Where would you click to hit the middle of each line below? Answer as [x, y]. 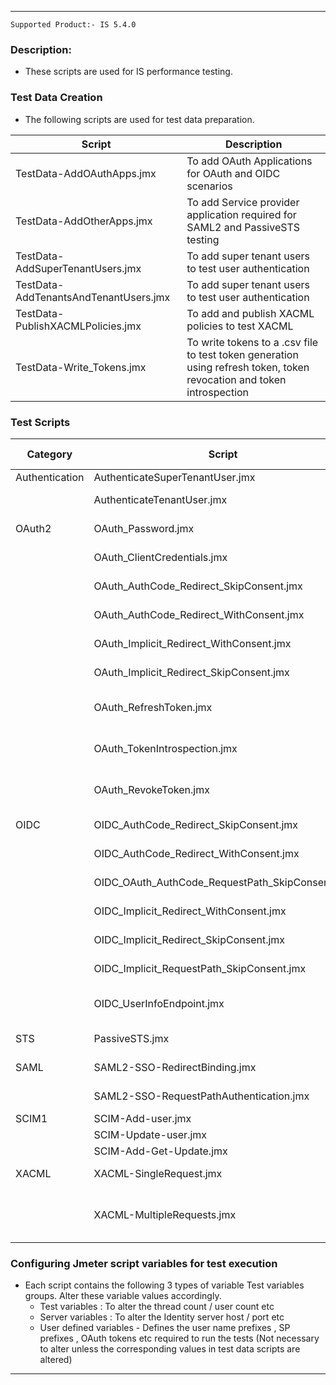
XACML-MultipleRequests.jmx [165, 1214]
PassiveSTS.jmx [131, 1038]
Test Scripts [40, 422]
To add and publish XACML [250, 313]
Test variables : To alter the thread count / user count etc [157, 1307]
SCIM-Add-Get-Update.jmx [160, 1151]
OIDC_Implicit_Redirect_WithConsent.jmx [190, 911]
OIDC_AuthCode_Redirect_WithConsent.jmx [196, 853]
